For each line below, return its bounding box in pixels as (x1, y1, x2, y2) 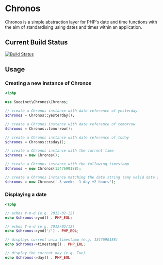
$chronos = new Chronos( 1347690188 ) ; (5, 166, 81, 171)
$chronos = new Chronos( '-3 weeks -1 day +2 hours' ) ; (5, 179, 116, 184)
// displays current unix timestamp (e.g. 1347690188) (5, 237, 118, 242)
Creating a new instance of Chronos (5, 80, 92, 87)
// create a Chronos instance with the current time (5, 148, 114, 153)
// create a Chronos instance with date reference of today (5, 135, 130, 140)
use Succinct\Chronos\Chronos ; (5, 100, 68, 105)
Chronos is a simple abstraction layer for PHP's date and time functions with (5, 19, 158, 25)
